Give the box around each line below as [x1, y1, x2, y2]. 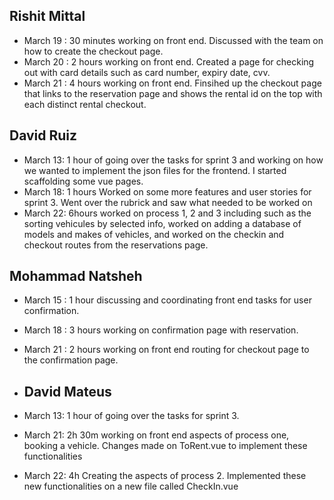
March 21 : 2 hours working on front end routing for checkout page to [23, 344, 310, 356]
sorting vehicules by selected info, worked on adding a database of [23, 217, 302, 229]
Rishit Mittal [9, 8, 86, 25]
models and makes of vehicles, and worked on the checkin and [23, 228, 285, 240]
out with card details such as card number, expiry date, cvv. [23, 66, 271, 78]
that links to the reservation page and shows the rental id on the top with [23, 87, 323, 99]
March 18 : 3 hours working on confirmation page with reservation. [23, 324, 299, 336]
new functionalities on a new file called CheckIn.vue [23, 480, 239, 493]
